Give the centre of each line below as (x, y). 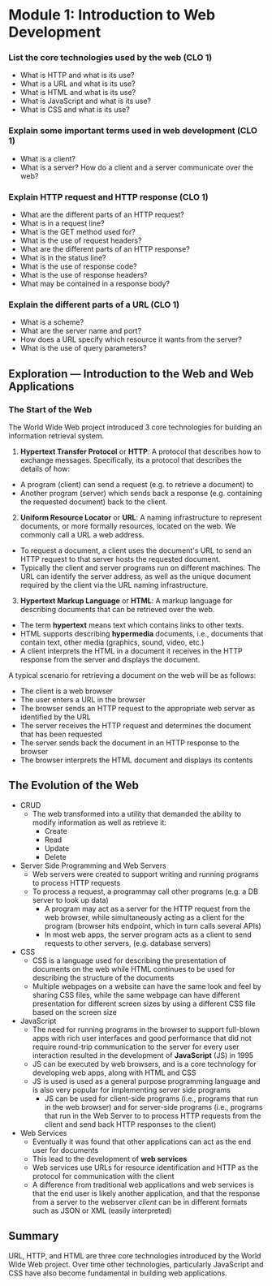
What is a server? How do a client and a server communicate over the (137, 167)
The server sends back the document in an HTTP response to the (130, 743)
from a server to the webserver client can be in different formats (140, 1202)
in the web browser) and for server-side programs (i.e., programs (153, 1107)
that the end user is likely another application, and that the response (146, 1193)
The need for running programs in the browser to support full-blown (146, 1029)
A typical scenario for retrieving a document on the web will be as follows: (132, 675)
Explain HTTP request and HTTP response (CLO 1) (108, 196)
